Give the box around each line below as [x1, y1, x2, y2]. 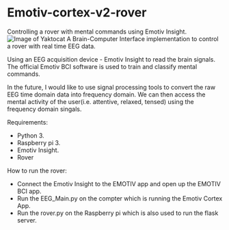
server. [16, 216, 38, 224]
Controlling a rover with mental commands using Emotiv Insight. [7, 27, 187, 36]
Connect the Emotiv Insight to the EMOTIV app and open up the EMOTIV [16, 179, 221, 188]
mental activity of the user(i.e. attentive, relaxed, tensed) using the [7, 97, 194, 105]
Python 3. [16, 131, 44, 140]
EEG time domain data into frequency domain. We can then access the [7, 90, 206, 99]
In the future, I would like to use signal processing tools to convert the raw [7, 83, 216, 91]
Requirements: [7, 118, 48, 126]
